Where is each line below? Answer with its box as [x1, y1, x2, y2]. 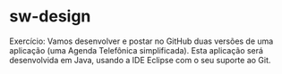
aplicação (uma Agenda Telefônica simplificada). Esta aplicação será [9, 45, 264, 55]
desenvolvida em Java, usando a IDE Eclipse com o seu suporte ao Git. [9, 54, 271, 65]
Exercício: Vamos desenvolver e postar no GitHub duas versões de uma [9, 36, 274, 46]
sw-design [9, 6, 91, 27]
